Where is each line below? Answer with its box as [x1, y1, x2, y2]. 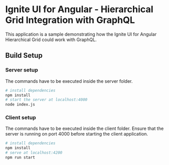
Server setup [5, 67, 38, 74]
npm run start [5, 155, 36, 160]
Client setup [5, 114, 37, 121]
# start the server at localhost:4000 [5, 97, 88, 103]
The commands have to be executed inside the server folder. [5, 78, 133, 84]
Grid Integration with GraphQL [5, 14, 135, 26]
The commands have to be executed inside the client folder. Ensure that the [5, 125, 164, 131]
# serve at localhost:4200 [5, 150, 63, 155]
